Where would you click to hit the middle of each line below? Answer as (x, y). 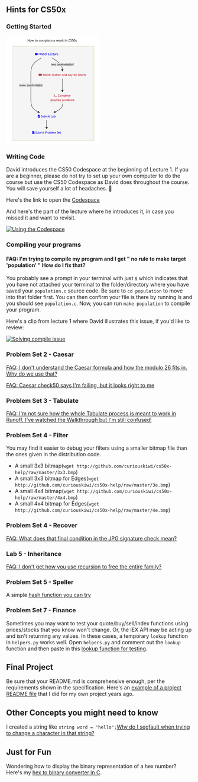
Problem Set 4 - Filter (37, 435)
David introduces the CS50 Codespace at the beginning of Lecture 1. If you (98, 170)
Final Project (30, 667)
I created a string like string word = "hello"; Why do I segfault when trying (98, 727)
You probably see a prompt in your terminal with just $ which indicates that (97, 278)
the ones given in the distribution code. (54, 454)
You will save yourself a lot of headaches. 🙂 (59, 189)
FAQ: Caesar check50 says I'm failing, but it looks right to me (80, 385)
